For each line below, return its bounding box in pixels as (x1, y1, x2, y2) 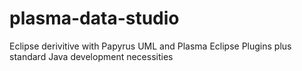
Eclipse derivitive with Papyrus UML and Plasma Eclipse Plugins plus (9, 40, 292, 52)
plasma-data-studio (9, 7, 180, 30)
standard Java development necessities (9, 50, 174, 62)
